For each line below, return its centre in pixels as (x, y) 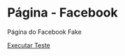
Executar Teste (29, 45)
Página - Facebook (62, 13)
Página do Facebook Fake (44, 32)
